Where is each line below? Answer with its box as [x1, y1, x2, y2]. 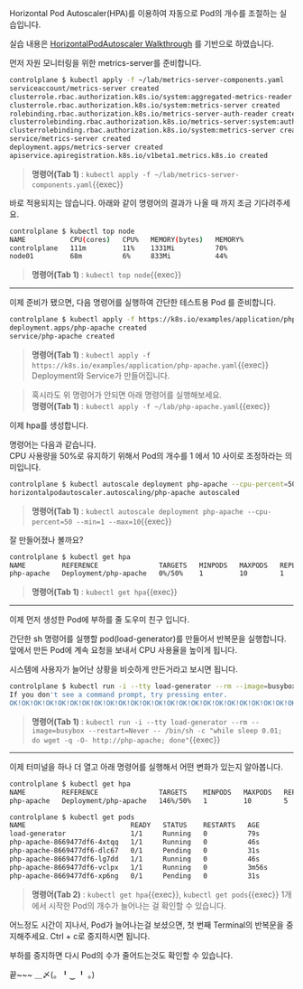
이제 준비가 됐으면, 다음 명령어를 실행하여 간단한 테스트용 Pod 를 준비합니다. [9, 297, 277, 308]
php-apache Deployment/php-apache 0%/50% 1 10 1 [9, 569, 284, 578]
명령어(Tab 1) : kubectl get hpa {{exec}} [31, 586, 178, 598]
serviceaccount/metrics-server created [9, 84, 160, 93]
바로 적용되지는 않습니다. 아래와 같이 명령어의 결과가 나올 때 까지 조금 [9, 197, 252, 208]
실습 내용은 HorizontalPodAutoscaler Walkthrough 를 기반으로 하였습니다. [9, 39, 274, 49]
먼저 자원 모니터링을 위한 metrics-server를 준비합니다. [9, 58, 202, 68]
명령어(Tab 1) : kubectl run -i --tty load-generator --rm [31, 716, 248, 727]
